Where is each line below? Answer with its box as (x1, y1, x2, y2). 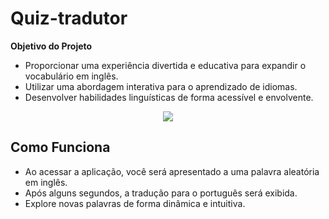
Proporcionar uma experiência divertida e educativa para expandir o (24, 59, 307, 71)
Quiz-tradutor (10, 7, 128, 30)
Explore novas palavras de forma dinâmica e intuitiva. (24, 197, 246, 209)
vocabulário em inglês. (24, 70, 119, 82)
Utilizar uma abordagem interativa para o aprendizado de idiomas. (24, 80, 298, 92)
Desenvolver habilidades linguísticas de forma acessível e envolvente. (24, 91, 314, 103)
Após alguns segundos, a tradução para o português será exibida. (24, 187, 298, 199)
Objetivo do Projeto (10, 40, 93, 52)
